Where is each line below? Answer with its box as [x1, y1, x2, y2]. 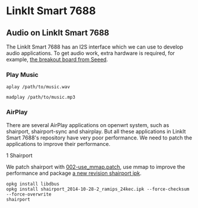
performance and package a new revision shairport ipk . [6, 170, 142, 177]
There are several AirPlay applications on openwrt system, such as [6, 121, 170, 128]
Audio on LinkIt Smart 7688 [6, 28, 110, 38]
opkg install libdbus [6, 181, 60, 187]
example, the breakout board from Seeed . [6, 56, 108, 63]
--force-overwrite [6, 191, 52, 197]
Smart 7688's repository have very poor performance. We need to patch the [6, 134, 193, 141]
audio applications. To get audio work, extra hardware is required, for [6, 50, 175, 57]
